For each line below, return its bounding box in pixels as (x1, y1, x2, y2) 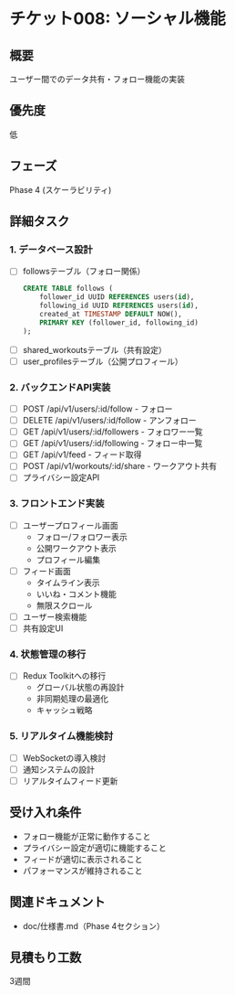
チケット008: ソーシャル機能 (9, 8, 226, 29)
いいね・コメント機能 (36, 588, 117, 599)
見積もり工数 (9, 949, 82, 965)
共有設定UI (22, 623, 64, 634)
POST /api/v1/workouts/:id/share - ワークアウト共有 (22, 461, 217, 472)
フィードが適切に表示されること (22, 853, 143, 864)
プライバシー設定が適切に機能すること (22, 842, 167, 853)
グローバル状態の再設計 (36, 682, 125, 693)
